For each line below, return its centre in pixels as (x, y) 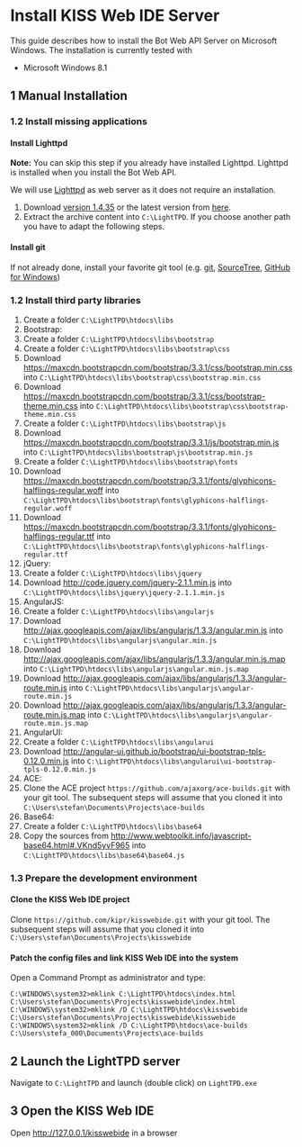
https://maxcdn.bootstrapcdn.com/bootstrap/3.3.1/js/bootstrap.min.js (151, 442)
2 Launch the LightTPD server (95, 1061)
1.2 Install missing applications (79, 122)
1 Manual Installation (69, 96)
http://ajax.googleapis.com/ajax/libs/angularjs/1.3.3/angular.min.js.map (154, 659)
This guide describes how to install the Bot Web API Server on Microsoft (144, 41)
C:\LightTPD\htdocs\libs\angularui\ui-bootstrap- (182, 762)
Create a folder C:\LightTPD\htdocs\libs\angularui (119, 741)
